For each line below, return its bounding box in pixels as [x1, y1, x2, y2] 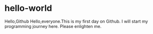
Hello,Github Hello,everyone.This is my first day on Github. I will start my [4, 18, 148, 24]
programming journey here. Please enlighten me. [4, 23, 102, 29]
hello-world [4, 3, 53, 14]
